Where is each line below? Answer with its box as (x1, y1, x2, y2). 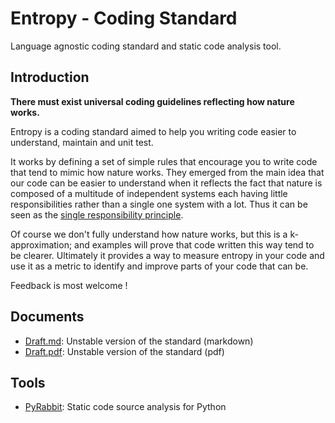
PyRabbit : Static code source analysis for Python (24, 401, 227, 413)
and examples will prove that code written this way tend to (74, 238, 315, 251)
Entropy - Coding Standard (10, 7, 238, 30)
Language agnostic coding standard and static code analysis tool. (10, 40, 282, 52)
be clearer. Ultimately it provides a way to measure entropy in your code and (10, 249, 325, 261)
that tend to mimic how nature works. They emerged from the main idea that (10, 166, 325, 178)
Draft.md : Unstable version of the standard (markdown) (24, 335, 254, 347)
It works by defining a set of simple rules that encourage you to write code (10, 155, 318, 167)
